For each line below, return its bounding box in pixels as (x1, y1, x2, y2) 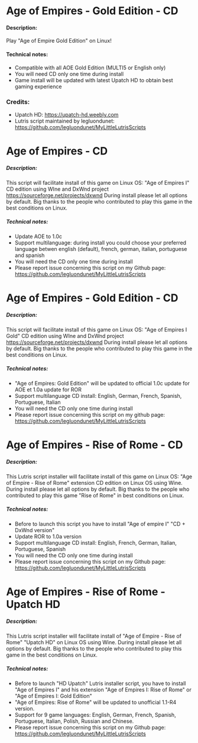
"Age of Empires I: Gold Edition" (14, 693, 93, 700)
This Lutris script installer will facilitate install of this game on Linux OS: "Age (6, 473, 193, 480)
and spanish (14, 252, 45, 259)
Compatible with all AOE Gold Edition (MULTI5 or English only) (14, 64, 166, 71)
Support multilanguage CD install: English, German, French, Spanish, (14, 393, 182, 400)
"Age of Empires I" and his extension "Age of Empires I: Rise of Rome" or (14, 686, 192, 693)
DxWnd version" (14, 527, 55, 534)
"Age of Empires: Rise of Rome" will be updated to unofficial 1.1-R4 (14, 699, 177, 706)
